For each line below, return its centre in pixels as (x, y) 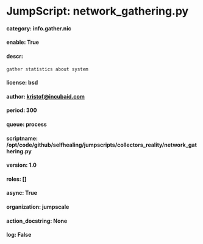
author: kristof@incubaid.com (46, 96)
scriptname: (22, 138)
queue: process (27, 124)
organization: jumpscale (38, 207)
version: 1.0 (21, 165)
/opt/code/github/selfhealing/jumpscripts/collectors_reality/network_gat (101, 145)
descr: (15, 56)
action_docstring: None (37, 221)
